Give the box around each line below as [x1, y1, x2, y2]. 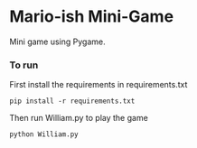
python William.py [9, 130, 79, 139]
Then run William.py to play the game [9, 113, 149, 124]
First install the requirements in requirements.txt [9, 79, 188, 90]
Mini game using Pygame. [9, 36, 106, 47]
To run [9, 59, 39, 71]
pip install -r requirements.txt [9, 97, 136, 106]
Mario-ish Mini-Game [9, 6, 174, 27]
